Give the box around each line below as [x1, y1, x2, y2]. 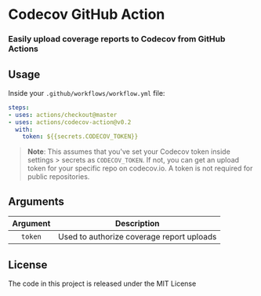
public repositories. [27, 172, 90, 181]
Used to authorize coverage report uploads [58, 232, 217, 243]
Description [114, 218, 160, 229]
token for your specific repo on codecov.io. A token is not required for [27, 163, 253, 174]
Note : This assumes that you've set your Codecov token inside [27, 147, 231, 156]
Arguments [8, 195, 65, 208]
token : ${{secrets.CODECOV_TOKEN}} [22, 133, 139, 141]
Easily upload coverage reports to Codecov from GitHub [8, 34, 226, 45]
